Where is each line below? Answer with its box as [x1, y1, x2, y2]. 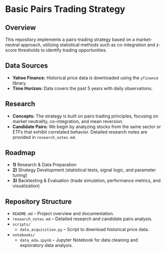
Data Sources [5, 61, 48, 70]
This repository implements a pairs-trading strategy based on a [5, 36, 135, 42]
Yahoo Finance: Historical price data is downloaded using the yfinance [12, 75, 159, 81]
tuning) [12, 172, 27, 178]
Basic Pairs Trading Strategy [5, 3, 126, 15]
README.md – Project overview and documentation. [12, 211, 115, 217]
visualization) [12, 183, 40, 189]
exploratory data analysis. [19, 243, 73, 249]
